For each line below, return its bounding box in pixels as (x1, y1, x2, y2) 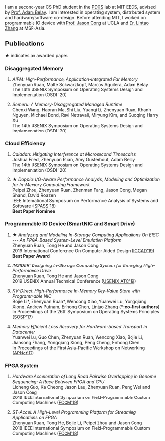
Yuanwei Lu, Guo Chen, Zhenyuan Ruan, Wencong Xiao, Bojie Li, (12, 334, 144, 340)
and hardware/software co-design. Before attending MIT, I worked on (5, 15, 146, 20)
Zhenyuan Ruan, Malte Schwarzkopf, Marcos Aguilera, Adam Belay (12, 82, 149, 88)
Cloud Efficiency (5, 140, 46, 147)
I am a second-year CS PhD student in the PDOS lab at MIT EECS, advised (5, 4, 156, 10)
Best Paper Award (12, 253, 50, 259)
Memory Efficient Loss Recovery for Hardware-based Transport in (12, 323, 148, 329)
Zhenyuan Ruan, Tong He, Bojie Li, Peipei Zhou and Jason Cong (12, 420, 142, 426)
